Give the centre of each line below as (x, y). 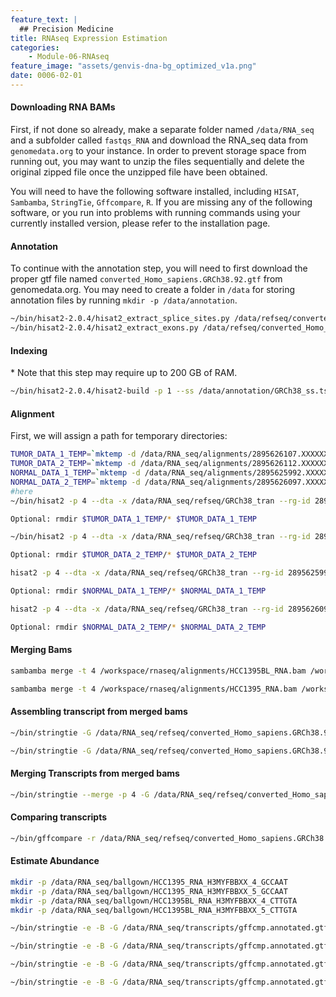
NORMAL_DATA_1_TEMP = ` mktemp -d (75, 473)
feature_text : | (44, 19)
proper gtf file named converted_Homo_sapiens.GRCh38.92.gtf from (146, 279)
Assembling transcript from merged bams (99, 712)
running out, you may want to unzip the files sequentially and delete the (157, 162)
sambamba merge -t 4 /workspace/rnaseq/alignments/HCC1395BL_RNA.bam (158, 671)
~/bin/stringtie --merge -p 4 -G (80, 794)
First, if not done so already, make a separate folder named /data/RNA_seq (162, 130)
